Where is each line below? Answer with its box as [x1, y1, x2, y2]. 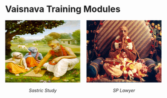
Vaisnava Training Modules [5, 3, 121, 15]
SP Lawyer [112, 87, 135, 93]
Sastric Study [28, 87, 57, 93]
